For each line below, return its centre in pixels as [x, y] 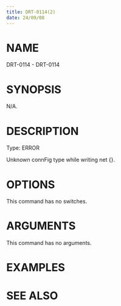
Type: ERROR [23, 148]
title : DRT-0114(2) [31, 12]
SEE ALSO [32, 295]
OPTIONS [31, 184]
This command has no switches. [47, 202]
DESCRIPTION [43, 131]
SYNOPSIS [34, 89]
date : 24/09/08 [26, 18]
